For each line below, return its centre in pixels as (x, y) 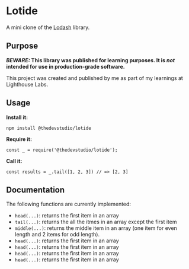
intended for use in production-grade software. (66, 66)
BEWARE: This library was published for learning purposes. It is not (91, 60)
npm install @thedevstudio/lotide (49, 128)
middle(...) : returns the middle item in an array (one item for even (96, 228)
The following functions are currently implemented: (69, 204)
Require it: (19, 139)
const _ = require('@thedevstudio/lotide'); (62, 150)
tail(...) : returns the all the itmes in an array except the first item (96, 222)
